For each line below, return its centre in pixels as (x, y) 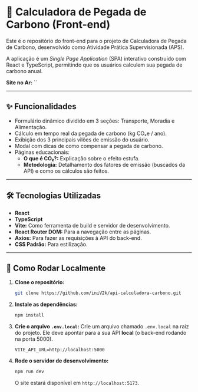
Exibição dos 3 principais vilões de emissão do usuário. (82, 139)
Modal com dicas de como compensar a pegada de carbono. (89, 146)
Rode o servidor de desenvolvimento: (62, 361)
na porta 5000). (34, 339)
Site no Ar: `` (22, 83)
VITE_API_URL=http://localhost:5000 (60, 350)
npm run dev (29, 372)
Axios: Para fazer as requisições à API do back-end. (78, 238)
